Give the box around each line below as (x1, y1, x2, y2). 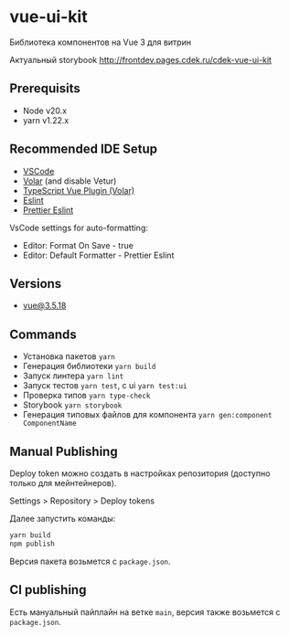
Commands (9, 326, 78, 342)
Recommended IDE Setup (9, 142, 158, 157)
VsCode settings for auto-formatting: (9, 222, 149, 233)
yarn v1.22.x (22, 114, 70, 125)
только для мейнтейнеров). (9, 478, 117, 488)
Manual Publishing (9, 443, 118, 459)
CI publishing (9, 582, 87, 598)
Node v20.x (22, 105, 67, 116)
